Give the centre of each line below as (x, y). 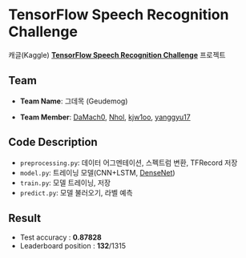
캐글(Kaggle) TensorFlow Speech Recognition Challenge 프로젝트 (117, 54)
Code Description (53, 142)
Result (25, 218)
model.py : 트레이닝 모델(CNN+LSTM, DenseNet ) (97, 172)
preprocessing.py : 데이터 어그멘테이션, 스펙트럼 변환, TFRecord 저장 (129, 163)
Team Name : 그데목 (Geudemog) (74, 101)
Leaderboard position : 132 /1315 (73, 246)
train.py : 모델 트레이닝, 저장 (65, 183)
